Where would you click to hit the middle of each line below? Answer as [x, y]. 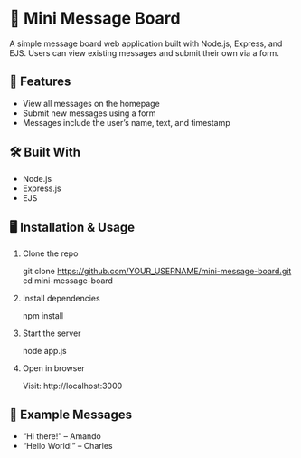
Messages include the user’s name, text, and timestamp [126, 122]
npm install [43, 316]
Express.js [42, 188]
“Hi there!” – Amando [62, 436]
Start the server [52, 333]
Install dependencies [61, 299]
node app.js [44, 351]
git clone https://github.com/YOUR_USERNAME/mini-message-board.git [157, 272]
